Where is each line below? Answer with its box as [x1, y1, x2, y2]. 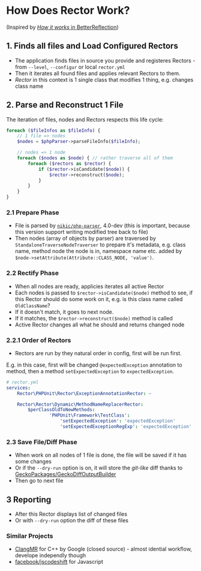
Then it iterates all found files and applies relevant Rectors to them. [14, 70, 181, 77]
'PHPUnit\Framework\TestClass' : [49, 412, 130, 418]
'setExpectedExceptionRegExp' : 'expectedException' [59, 424, 192, 430]
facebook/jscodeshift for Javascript [14, 558, 104, 566]
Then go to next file [14, 477, 64, 484]
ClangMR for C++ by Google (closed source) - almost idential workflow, [14, 545, 192, 553]
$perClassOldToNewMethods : [28, 407, 95, 413]
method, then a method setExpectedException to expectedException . [6, 367, 175, 374]
